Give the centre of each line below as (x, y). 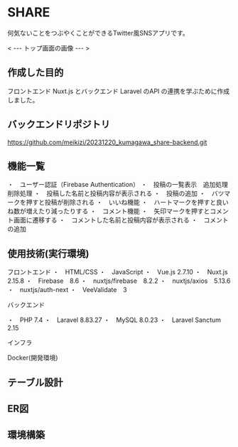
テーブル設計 (35, 382)
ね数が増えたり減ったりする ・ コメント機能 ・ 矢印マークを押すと (109, 211)
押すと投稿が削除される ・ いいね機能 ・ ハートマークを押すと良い (127, 203)
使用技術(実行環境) (48, 253)
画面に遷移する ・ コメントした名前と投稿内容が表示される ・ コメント (121, 220)
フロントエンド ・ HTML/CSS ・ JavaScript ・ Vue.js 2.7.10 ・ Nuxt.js (118, 272)
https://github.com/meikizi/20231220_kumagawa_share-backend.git (107, 142)
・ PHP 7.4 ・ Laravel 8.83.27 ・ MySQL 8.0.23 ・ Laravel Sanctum (114, 320)
